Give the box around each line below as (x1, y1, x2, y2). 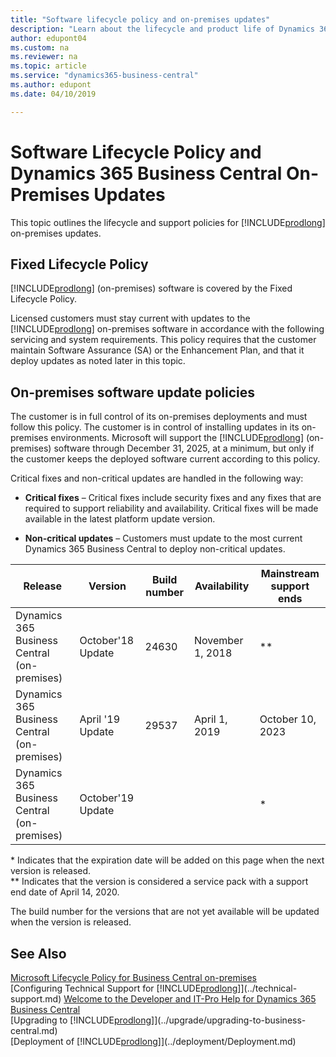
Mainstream (260, 567, 320, 581)
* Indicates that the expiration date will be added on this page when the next (10, 854, 325, 866)
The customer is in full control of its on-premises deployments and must (10, 411, 308, 423)
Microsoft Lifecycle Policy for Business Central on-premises (10, 972, 258, 983)
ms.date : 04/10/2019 (10, 89, 97, 99)
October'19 (79, 791, 135, 805)
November (193, 634, 244, 648)
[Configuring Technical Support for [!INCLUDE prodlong (10, 982, 238, 994)
